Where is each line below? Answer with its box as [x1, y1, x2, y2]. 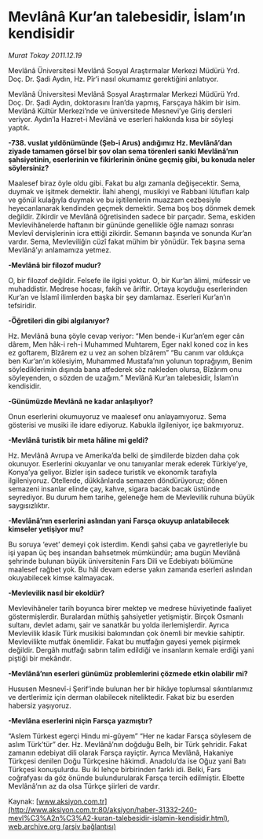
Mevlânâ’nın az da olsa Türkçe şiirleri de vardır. [8, 781, 160, 790]
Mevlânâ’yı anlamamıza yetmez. [8, 245, 111, 255]
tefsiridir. [8, 300, 37, 310]
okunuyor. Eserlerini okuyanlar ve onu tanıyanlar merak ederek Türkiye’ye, [8, 458, 248, 468]
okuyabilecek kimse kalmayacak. [8, 572, 115, 582]
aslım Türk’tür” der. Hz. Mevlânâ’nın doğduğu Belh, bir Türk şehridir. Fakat [8, 739, 247, 749]
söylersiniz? [8, 163, 49, 172]
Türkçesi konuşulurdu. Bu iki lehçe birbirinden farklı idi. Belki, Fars [8, 764, 221, 774]
